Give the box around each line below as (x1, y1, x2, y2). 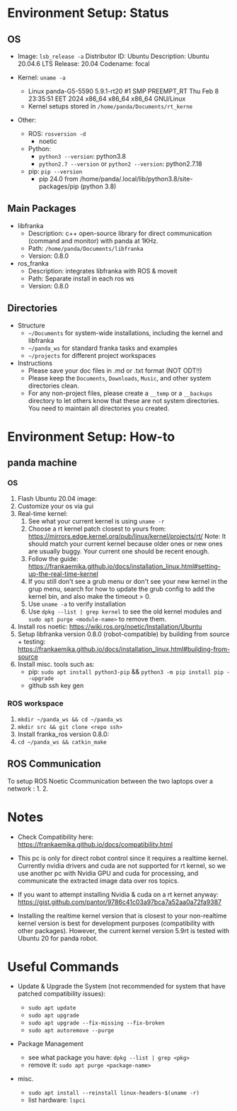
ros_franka (17, 259, 50, 267)
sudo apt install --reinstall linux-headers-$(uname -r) (28, 1090, 200, 1097)
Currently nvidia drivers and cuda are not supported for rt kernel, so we (17, 861, 226, 869)
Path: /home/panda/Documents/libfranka (28, 244, 144, 252)
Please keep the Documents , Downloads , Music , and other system (28, 373, 212, 382)
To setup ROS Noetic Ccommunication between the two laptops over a (7, 777, 214, 785)
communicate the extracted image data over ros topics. (17, 876, 179, 885)
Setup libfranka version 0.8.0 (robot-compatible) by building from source (17, 629, 230, 638)
